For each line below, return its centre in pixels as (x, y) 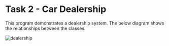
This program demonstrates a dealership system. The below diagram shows (85, 23)
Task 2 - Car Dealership (56, 9)
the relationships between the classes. (45, 28)
